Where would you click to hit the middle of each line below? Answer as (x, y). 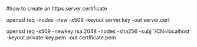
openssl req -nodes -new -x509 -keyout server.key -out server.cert (88, 20)
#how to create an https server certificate (57, 9)
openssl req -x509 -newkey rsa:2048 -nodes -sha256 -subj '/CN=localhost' (99, 31)
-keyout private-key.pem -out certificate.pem (61, 37)
